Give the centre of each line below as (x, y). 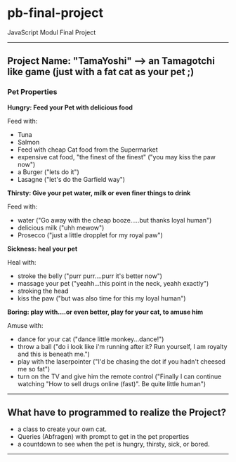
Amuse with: (25, 325)
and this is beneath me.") (53, 354)
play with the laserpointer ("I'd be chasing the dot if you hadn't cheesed (122, 361)
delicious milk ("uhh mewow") (61, 227)
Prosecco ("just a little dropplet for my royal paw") (90, 235)
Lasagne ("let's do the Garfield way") (71, 179)
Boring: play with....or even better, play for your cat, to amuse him (105, 312)
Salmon (28, 142)
